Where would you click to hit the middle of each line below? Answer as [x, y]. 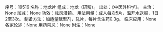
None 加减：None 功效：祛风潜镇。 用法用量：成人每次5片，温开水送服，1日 [82, 13]
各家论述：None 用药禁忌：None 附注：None [51, 25]
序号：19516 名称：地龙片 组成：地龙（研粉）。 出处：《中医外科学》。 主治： [81, 7]
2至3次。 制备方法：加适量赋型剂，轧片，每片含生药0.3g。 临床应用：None [81, 19]
